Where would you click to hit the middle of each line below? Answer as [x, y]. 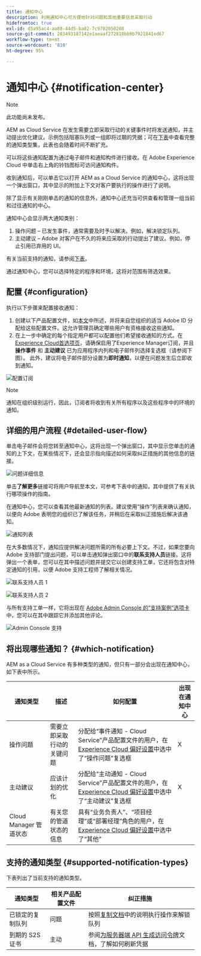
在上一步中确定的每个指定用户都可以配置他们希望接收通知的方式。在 [99, 335]
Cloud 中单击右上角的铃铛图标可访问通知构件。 [64, 165]
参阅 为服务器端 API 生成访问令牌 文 [137, 934]
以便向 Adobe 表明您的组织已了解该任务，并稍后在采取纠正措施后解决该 [95, 514]
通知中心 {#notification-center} [85, 87]
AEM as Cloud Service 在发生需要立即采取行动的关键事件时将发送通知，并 [97, 129]
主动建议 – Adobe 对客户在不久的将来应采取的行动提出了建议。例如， [100, 238]
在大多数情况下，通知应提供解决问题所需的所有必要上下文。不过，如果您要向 [100, 547]
